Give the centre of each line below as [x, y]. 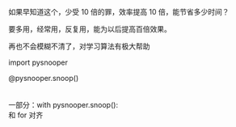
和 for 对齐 [26, 115]
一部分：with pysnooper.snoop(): [63, 105]
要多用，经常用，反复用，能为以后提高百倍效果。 [90, 29]
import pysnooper [38, 62]
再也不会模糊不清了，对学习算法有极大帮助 [79, 46]
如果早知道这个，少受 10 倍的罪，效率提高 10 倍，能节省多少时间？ [119, 12]
